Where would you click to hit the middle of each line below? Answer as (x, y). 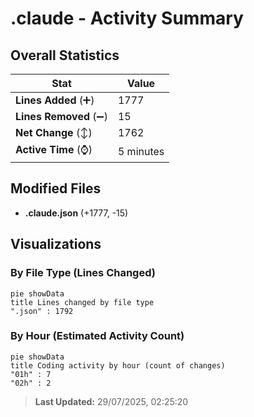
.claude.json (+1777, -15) (76, 213)
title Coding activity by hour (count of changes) (118, 365)
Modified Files (56, 188)
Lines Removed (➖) (61, 116)
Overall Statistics (65, 55)
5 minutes (141, 151)
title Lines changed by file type (82, 302)
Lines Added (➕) (55, 100)
